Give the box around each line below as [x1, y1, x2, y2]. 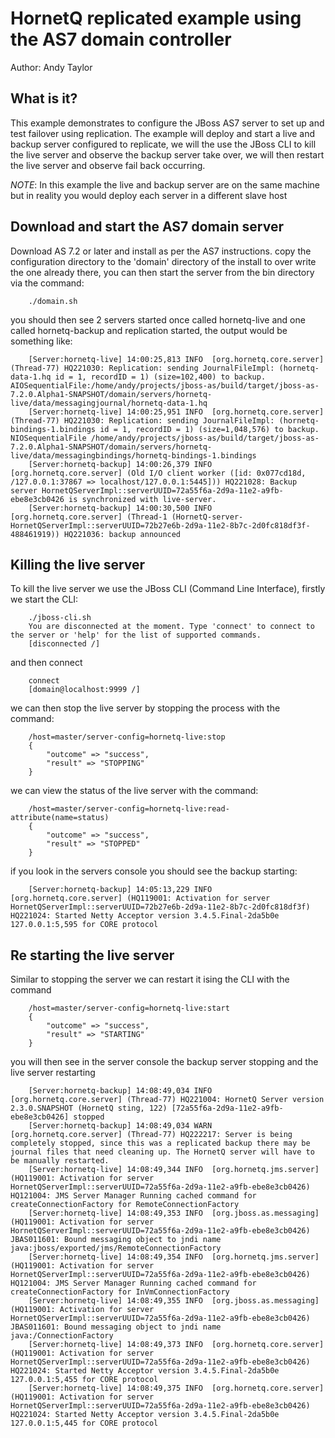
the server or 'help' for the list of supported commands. [10, 630, 262, 641]
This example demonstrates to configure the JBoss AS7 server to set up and [10, 117, 325, 129]
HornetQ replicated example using [10, 7, 302, 30]
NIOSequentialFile [10, 433, 87, 443]
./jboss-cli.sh [28, 613, 92, 623]
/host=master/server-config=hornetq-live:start [28, 1003, 230, 1014]
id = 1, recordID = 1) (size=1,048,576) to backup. [99, 424, 320, 434]
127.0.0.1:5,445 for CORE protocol [10, 1418, 159, 1429]
